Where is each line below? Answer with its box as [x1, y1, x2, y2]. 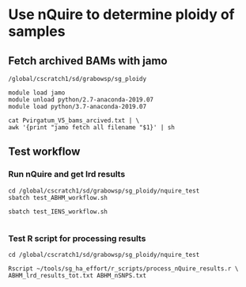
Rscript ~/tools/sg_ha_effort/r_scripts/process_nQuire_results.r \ [8, 264, 239, 273]
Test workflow [8, 145, 81, 159]
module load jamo [8, 89, 66, 97]
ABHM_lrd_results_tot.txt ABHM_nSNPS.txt [8, 271, 147, 279]
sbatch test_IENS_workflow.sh [8, 208, 108, 216]
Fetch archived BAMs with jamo [8, 54, 168, 67]
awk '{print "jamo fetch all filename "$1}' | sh [8, 124, 176, 132]
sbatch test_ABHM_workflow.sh [8, 193, 108, 201]
